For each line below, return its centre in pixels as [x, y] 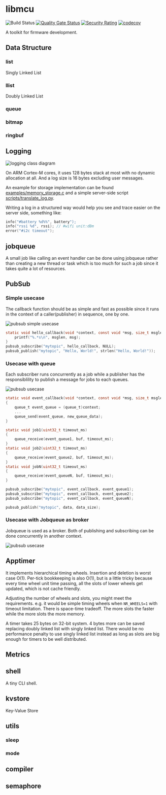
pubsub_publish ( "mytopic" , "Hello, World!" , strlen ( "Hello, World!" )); [81, 351]
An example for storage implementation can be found [60, 187]
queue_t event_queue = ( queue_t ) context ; [57, 408]
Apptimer [20, 561]
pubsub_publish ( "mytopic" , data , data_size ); [53, 507]
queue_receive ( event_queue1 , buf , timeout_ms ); [64, 439]
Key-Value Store [22, 710]
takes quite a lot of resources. [36, 268]
